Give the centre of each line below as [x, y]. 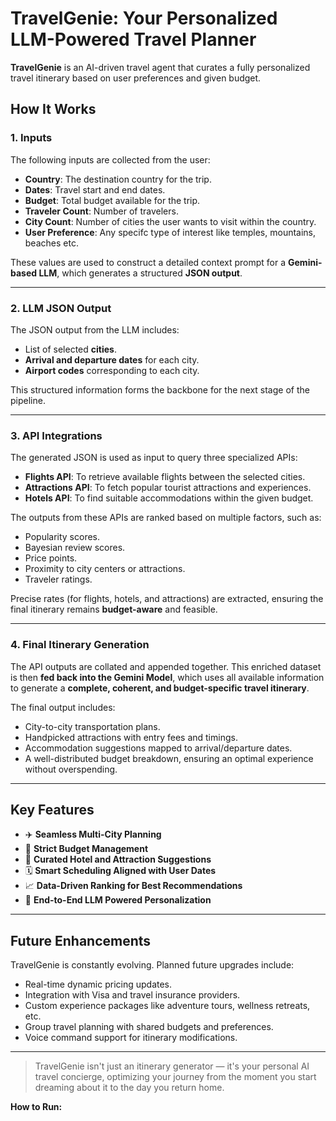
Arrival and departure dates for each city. [112, 359]
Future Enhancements [81, 940]
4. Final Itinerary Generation [80, 645]
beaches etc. [51, 243]
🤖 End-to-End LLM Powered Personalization [118, 900]
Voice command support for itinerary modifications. [131, 1038]
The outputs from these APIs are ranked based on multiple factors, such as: [166, 518]
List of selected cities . [70, 349]
